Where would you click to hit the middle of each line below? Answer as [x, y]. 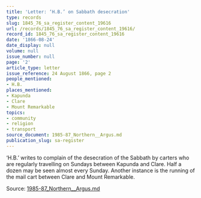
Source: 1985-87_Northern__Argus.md [53, 188]
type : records [24, 17]
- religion [20, 124]
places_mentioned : [29, 90]
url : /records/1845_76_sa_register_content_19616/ [71, 29]
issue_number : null [31, 57]
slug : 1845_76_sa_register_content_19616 [59, 23]
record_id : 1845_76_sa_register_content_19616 [65, 34]
